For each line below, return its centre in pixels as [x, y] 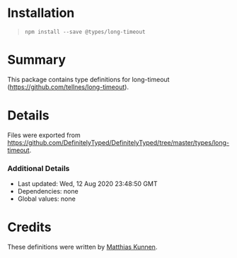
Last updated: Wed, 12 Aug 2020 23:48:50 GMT [87, 184]
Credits [29, 227]
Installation [41, 13]
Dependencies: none [48, 192]
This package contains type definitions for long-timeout [88, 79]
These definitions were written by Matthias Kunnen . [82, 247]
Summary [36, 60]
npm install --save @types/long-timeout [85, 32]
